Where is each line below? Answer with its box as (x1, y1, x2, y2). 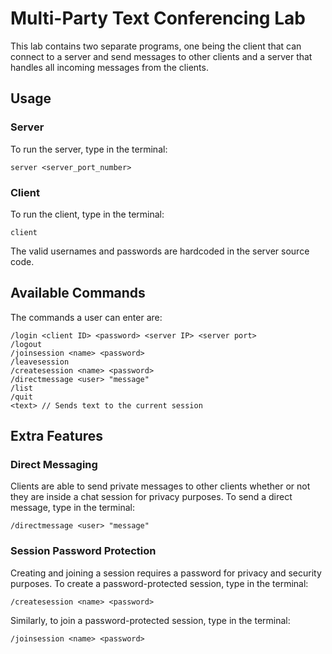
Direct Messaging (10, 458, 98, 472)
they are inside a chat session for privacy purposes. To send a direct (10, 491, 293, 503)
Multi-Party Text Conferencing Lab (10, 7, 306, 30)
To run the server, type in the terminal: (10, 143, 168, 155)
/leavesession (10, 357, 70, 367)
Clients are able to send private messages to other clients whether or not (10, 480, 311, 492)
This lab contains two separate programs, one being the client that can (10, 40, 302, 52)
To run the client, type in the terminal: (10, 208, 165, 220)
